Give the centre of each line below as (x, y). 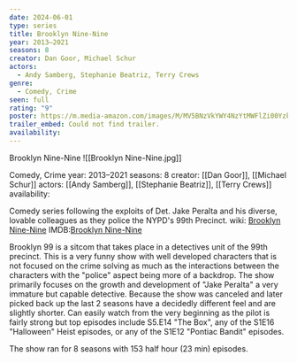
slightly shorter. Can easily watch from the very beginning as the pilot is (140, 313)
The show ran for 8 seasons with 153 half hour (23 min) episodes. (129, 348)
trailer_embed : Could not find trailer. (85, 125)
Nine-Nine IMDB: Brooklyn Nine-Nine (76, 229)
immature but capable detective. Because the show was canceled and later (146, 294)
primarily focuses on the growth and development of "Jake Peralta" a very (144, 284)
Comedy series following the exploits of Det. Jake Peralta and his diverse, (144, 211)
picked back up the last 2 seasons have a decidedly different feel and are (143, 303)
